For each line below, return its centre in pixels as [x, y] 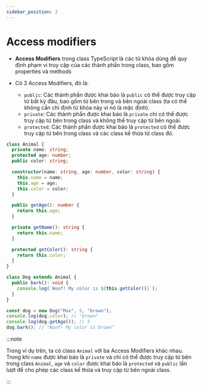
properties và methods [43, 71]
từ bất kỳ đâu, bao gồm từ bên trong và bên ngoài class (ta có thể [106, 101]
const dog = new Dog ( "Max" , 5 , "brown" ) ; [59, 311]
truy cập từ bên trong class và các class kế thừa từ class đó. [99, 133]
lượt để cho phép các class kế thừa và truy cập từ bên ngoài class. [89, 370]
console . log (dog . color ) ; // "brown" [52, 316]
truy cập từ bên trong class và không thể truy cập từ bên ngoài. [103, 120]
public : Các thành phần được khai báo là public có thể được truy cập [110, 95]
